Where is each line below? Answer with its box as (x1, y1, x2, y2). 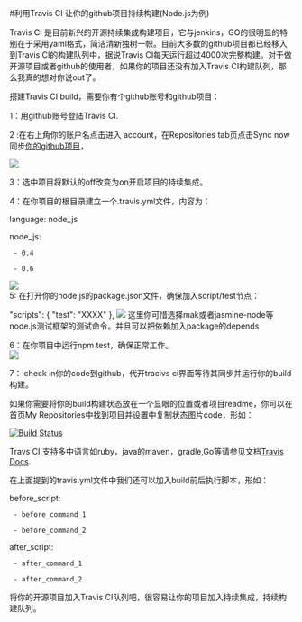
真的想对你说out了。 (24, 72, 101, 83)
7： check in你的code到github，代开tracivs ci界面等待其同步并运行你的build (9, 368, 292, 378)
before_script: (9, 493, 61, 503)
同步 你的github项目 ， (9, 140, 88, 151)
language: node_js (9, 214, 78, 224)
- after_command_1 (13, 559, 83, 568)
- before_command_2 (13, 526, 87, 535)
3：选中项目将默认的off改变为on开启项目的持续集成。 (9, 176, 208, 187)
